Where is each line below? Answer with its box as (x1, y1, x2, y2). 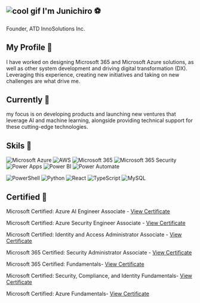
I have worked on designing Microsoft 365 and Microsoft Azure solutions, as (6, 58, 194, 65)
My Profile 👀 (6, 43, 53, 53)
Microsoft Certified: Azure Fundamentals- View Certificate (6, 290, 149, 298)
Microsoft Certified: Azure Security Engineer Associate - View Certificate (6, 219, 186, 227)
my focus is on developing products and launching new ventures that (6, 111, 176, 118)
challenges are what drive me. (6, 77, 81, 84)
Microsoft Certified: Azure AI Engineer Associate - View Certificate (6, 208, 170, 215)
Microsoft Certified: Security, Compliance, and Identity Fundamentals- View (6, 272, 192, 280)
